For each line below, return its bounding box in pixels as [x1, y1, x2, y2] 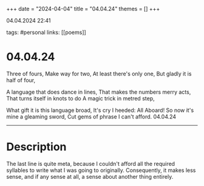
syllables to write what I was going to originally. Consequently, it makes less [6, 167, 196, 174]
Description [6, 140, 67, 154]
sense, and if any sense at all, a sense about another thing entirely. [6, 173, 174, 180]
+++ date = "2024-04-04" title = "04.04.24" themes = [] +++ [6, 5, 160, 12]
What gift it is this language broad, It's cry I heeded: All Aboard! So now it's [6, 106, 194, 114]
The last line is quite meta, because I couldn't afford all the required [6, 160, 175, 167]
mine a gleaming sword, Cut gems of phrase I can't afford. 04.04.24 [6, 112, 177, 120]
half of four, [6, 76, 36, 84]
